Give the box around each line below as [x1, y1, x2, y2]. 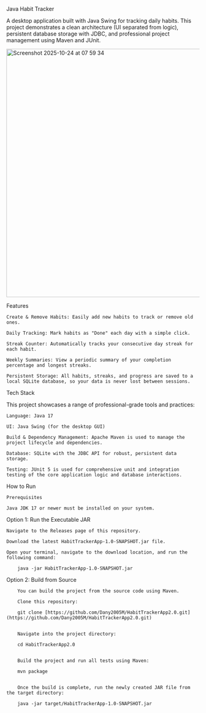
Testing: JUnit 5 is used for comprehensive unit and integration [6, 467, 180, 473]
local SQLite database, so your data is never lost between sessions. [6, 378, 191, 384]
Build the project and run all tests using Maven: [17, 658, 150, 664]
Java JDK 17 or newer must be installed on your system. [6, 505, 155, 511]
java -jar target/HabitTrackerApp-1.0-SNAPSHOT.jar [17, 701, 152, 707]
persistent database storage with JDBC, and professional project [6, 30, 170, 37]
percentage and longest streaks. [6, 362, 92, 368]
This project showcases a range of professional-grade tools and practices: [6, 401, 195, 408]
